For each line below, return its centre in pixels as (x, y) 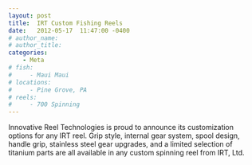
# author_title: (35, 45)
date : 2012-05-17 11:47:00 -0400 (69, 30)
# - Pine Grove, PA (48, 90)
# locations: (30, 82)
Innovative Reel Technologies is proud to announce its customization (121, 128)
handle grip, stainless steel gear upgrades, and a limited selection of (120, 144)
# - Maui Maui (39, 75)
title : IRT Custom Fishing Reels (66, 23)
